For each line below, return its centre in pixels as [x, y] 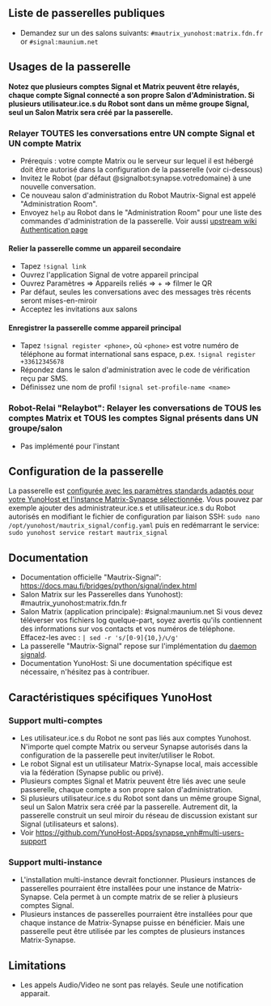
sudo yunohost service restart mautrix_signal [88, 533]
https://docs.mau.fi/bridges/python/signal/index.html [108, 586]
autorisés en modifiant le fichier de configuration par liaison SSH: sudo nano [134, 516]
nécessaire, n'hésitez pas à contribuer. [85, 672]
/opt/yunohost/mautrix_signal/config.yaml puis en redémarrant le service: [134, 525]
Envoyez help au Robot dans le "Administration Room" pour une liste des [141, 212]
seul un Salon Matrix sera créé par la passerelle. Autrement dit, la [129, 806]
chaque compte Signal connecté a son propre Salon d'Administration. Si [131, 95]
